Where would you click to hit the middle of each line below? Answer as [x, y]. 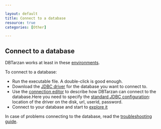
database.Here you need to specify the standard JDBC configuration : [81, 97]
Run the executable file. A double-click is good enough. [67, 81]
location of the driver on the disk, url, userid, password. [67, 102]
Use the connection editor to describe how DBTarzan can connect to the [84, 92]
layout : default [21, 14]
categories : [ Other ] [26, 27]
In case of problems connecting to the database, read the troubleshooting [79, 116]
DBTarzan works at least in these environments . [52, 63]
